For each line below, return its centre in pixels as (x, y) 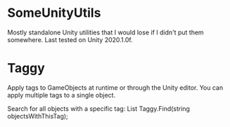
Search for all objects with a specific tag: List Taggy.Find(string (98, 108)
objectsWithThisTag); (38, 116)
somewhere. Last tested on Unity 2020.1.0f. (70, 39)
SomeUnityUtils (54, 13)
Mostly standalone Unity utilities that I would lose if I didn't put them (106, 32)
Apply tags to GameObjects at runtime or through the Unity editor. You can (115, 87)
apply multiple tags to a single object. (62, 95)
